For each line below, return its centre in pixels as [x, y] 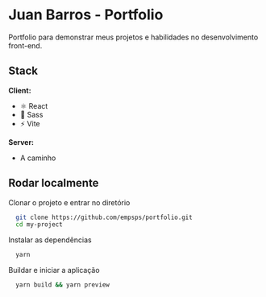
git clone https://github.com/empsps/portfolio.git [104, 217]
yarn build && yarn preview [63, 285]
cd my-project [39, 225]
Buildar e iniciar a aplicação [54, 270]
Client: [20, 90]
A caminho [38, 158]
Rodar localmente [54, 183]
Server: [21, 142]
